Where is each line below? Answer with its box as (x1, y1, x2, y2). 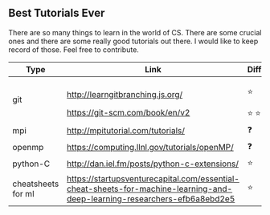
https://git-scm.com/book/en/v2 (67, 107, 190, 118)
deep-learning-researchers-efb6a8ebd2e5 (67, 193, 235, 204)
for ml (12, 188, 35, 199)
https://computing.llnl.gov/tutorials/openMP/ (67, 142, 235, 153)
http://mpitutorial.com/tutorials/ (67, 125, 186, 136)
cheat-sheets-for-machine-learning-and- (67, 183, 233, 194)
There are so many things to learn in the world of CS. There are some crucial (8, 27, 262, 37)
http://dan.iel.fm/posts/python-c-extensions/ (67, 158, 239, 169)
